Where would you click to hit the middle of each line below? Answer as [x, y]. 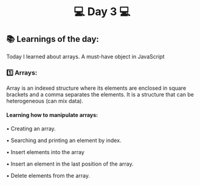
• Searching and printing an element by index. [64, 140]
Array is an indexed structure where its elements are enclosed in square [96, 88]
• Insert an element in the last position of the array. [70, 164]
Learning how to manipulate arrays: [52, 115]
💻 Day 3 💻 [102, 12]
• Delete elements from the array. [48, 175]
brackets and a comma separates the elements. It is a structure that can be [100, 95]
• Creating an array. [31, 129]
